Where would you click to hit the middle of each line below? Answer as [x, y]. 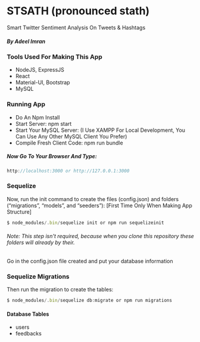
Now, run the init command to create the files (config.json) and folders [93, 199]
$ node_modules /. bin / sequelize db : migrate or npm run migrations [89, 301]
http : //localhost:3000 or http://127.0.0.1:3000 [68, 171]
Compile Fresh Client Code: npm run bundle [69, 143]
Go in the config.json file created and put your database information [90, 261]
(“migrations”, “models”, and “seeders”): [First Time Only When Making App [99, 205]
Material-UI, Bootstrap [43, 82]
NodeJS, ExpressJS [40, 70]
